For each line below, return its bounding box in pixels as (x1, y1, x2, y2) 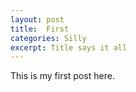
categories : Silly (10, 33, 87, 43)
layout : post (10, 14, 65, 25)
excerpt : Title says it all (10, 42, 128, 53)
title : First (10, 24, 70, 34)
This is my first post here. (10, 70, 115, 82)
